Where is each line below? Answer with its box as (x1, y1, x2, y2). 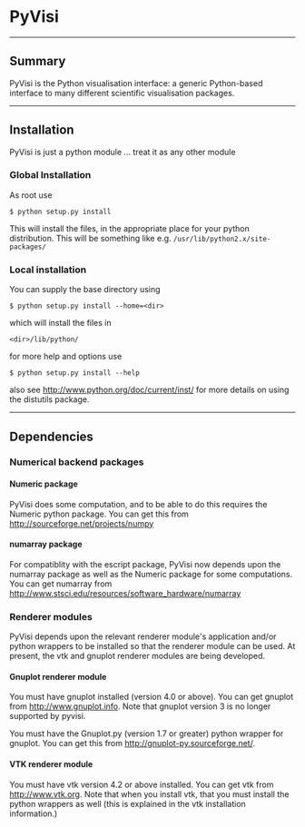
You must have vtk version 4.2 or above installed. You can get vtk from (9, 779, 274, 790)
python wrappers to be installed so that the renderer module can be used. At (9, 641, 296, 652)
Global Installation (9, 169, 92, 182)
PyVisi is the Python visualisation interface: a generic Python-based (9, 77, 263, 88)
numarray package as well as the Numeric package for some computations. (9, 568, 293, 579)
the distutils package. (9, 394, 90, 405)
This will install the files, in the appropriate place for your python (9, 222, 250, 233)
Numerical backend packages (9, 456, 144, 468)
